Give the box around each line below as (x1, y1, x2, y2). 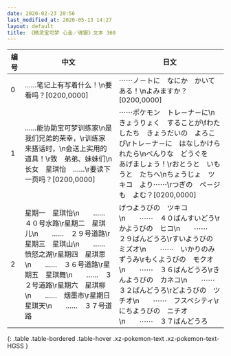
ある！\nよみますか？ (119, 87, 188, 96)
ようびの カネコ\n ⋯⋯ (126, 276, 215, 285)
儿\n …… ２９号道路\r (24, 229, 111, 238)
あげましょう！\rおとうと (119, 159, 200, 169)
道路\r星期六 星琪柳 (38, 280, 106, 290)
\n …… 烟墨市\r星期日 (24, 291, 111, 300)
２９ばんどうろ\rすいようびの (119, 234, 214, 244)
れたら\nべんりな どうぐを (119, 149, 208, 159)
